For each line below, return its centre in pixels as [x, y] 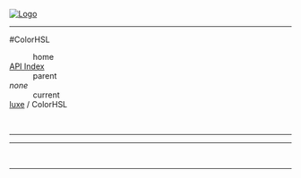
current [46, 95]
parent [45, 76]
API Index [27, 66]
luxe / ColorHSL [39, 104]
